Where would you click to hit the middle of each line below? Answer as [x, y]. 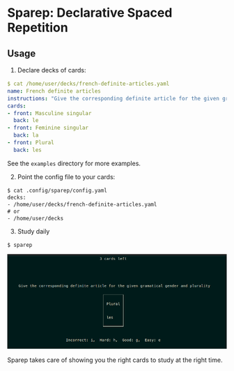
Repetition [38, 28]
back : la [26, 135]
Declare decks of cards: [52, 70]
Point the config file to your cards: [66, 176]
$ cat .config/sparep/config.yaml [57, 190]
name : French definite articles [54, 91]
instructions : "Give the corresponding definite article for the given [113, 98]
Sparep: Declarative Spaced [90, 13]
